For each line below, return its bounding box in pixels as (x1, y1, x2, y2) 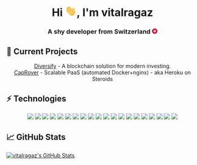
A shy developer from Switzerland (48, 27, 151, 36)
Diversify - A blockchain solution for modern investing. (34, 63, 171, 70)
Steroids (91, 75, 113, 83)
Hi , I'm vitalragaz (51, 5, 154, 19)
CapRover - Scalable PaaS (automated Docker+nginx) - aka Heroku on (14, 69, 191, 76)
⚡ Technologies (6, 94, 66, 104)
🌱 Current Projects (6, 46, 78, 57)
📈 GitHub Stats (6, 132, 66, 142)
